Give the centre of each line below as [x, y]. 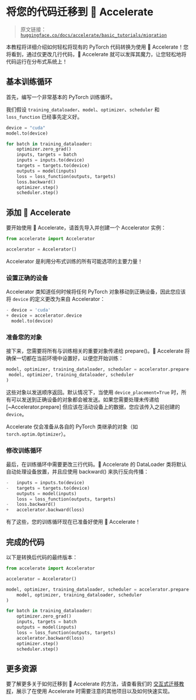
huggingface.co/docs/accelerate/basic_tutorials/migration [94, 35]
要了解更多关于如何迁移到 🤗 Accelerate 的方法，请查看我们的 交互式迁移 [93, 684]
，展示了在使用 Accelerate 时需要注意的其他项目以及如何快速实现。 [92, 691]
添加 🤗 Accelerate [38, 212]
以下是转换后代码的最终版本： [42, 557]
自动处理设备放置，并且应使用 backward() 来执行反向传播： [78, 471]
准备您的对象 [24, 337]
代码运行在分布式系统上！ [37, 61]
